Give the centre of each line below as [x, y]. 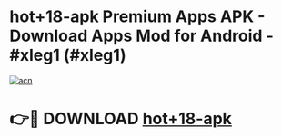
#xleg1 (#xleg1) [68, 55]
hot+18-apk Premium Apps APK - [137, 17]
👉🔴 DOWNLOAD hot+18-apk [121, 119]
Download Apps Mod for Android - [142, 36]
